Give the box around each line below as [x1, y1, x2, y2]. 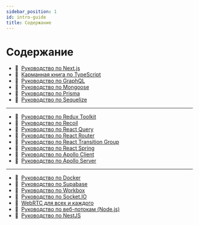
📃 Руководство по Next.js [14, 65, 81, 72]
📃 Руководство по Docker [14, 174, 81, 181]
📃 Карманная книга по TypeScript [14, 71, 101, 78]
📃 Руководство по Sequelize [14, 96, 88, 104]
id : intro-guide [6, 14, 46, 20]
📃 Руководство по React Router [14, 132, 95, 139]
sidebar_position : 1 [6, 8, 57, 15]
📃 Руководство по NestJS [14, 212, 81, 219]
